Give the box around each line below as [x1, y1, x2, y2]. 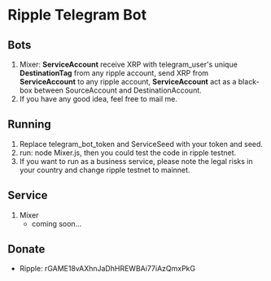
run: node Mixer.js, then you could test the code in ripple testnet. [19, 148, 237, 158]
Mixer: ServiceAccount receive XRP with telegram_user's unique [19, 59, 238, 69]
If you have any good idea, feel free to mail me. [19, 94, 178, 103]
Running [7, 118, 52, 132]
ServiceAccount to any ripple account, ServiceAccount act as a [19, 77, 237, 86]
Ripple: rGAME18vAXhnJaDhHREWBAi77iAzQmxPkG [19, 264, 196, 274]
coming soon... [31, 218, 82, 228]
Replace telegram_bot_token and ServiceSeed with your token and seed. [19, 139, 264, 149]
